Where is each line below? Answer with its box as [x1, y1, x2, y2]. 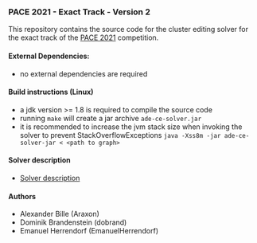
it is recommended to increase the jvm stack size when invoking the [19, 122, 243, 131]
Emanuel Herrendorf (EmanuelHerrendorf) [19, 226, 159, 236]
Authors [8, 191, 37, 201]
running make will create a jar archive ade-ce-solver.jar [19, 113, 202, 123]
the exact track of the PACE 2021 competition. [8, 33, 159, 42]
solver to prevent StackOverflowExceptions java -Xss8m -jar [19, 130, 221, 139]
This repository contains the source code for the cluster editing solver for [8, 25, 249, 34]
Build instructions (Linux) [8, 87, 94, 97]
